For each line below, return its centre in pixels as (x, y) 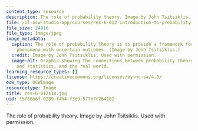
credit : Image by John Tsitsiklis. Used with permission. (84, 55)
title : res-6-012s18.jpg (37, 93)
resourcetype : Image (32, 88)
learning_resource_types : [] (42, 72)
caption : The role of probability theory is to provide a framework (97, 45)
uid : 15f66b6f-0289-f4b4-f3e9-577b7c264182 (60, 99)
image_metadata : (26, 39)
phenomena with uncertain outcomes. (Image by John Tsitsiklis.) (99, 50)
